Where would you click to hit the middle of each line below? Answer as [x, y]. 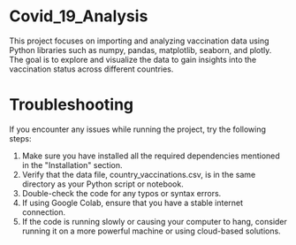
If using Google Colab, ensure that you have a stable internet [133, 203]
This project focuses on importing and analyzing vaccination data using [139, 41]
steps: [20, 138]
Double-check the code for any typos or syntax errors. [121, 193]
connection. [44, 212]
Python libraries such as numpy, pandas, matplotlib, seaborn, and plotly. [140, 50]
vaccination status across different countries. [91, 69]
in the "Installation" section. [72, 165]
